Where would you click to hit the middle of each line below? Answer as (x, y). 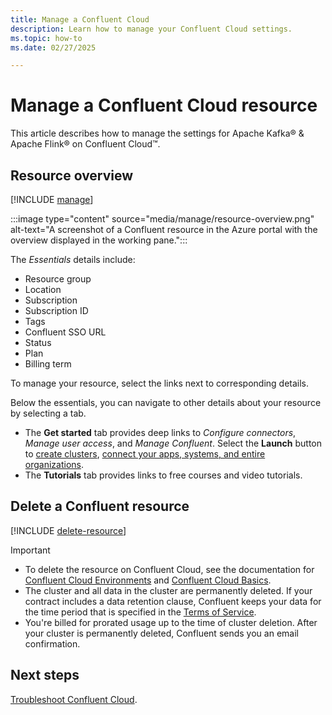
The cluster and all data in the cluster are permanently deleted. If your (168, 590)
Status (38, 342)
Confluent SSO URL (65, 332)
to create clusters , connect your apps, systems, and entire (145, 454)
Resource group (58, 279)
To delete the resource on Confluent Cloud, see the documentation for (169, 569)
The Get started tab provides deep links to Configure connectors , (160, 432)
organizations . (54, 464)
